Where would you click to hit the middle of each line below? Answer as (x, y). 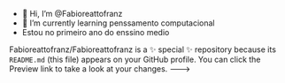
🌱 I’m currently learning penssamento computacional (118, 23)
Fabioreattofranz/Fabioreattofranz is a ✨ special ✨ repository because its (143, 49)
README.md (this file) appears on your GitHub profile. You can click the (135, 59)
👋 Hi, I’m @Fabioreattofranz (72, 14)
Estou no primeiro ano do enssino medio (96, 32)
